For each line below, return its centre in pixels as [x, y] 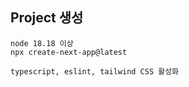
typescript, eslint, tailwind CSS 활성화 [95, 71]
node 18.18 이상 [42, 43]
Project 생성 [47, 18]
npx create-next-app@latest [69, 52]
